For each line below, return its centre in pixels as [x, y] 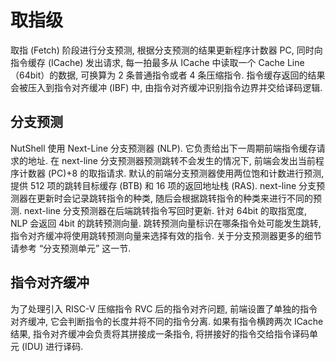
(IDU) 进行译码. [52, 346]
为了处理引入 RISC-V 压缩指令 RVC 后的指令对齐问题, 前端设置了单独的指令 [164, 308]
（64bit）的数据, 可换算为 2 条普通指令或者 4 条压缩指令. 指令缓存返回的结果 [168, 75]
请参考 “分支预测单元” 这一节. [71, 248]
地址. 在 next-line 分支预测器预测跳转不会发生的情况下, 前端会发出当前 [171, 160]
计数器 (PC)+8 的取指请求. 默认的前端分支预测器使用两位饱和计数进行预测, [171, 173]
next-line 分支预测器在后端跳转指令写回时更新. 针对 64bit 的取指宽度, [165, 210]
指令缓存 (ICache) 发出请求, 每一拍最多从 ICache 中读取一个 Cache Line [157, 62]
